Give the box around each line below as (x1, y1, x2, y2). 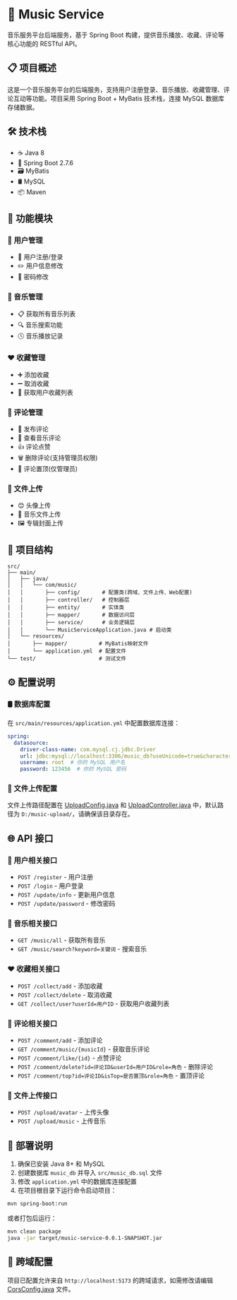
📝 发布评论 (17, 425, 49, 434)
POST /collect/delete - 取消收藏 (17, 990, 113, 998)
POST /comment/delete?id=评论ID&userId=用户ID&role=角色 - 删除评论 (17, 1063, 214, 1071)
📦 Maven (17, 187, 47, 196)
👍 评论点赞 (17, 443, 51, 451)
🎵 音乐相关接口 (7, 919, 58, 929)
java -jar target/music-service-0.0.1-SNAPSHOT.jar (7, 1234, 162, 1241)
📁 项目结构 (7, 544, 53, 556)
